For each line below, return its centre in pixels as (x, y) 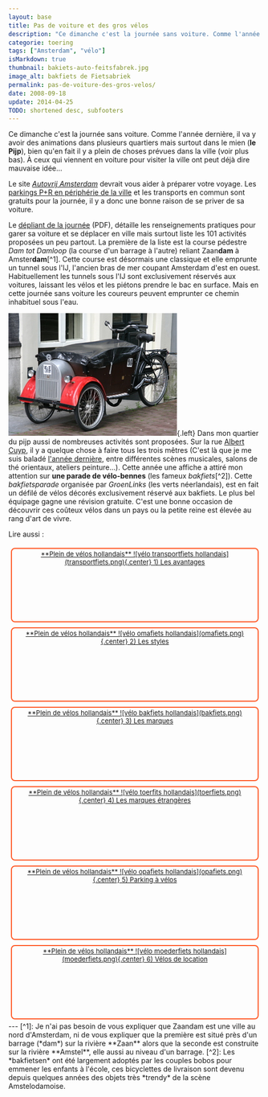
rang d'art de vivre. (40, 519)
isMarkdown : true (37, 60)
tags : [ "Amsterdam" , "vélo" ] (57, 51)
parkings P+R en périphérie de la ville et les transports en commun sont (127, 192)
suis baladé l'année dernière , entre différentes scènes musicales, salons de (133, 459)
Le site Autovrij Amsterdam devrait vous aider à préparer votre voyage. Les (132, 184)
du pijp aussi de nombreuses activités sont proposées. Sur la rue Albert (126, 442)
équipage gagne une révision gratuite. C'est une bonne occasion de (120, 502)
